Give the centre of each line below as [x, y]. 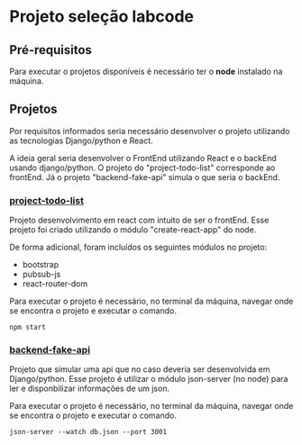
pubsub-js [41, 274]
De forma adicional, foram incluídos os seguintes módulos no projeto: [138, 247]
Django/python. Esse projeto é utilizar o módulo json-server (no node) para [149, 379]
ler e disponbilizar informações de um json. [89, 388]
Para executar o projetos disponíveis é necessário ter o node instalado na [146, 71]
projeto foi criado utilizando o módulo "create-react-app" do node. [133, 230]
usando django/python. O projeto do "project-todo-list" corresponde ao [142, 168]
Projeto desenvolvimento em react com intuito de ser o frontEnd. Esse [139, 220]
